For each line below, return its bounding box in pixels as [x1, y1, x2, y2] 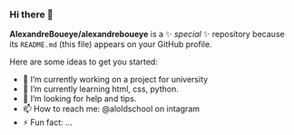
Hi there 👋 [9, 8, 54, 21]
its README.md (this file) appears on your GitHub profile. [9, 39, 212, 50]
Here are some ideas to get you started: [9, 56, 159, 67]
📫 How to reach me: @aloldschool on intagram [22, 103, 201, 114]
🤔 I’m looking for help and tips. [22, 93, 137, 104]
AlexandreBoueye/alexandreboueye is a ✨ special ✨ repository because [9, 29, 285, 40]
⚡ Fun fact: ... [22, 117, 73, 128]
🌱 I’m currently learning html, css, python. [22, 83, 179, 94]
